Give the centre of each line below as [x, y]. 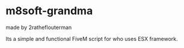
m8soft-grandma [49, 11]
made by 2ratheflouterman [39, 27]
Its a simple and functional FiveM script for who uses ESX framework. [92, 39]
